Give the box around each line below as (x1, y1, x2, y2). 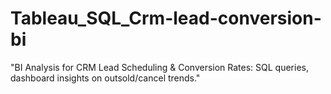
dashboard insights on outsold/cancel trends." (10, 72, 201, 84)
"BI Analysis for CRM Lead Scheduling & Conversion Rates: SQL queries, (10, 61, 309, 73)
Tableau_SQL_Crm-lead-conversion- (10, 7, 322, 30)
